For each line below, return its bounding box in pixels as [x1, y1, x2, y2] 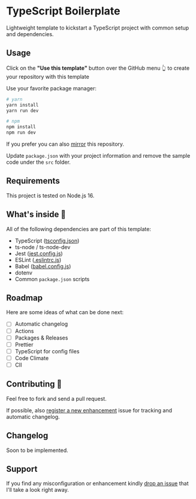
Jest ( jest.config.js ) [14, 250, 63, 257]
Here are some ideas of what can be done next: [6, 309, 124, 316]
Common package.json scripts [14, 275, 90, 282]
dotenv [14, 269, 33, 276]
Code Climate [14, 354, 49, 362]
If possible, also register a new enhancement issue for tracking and [6, 406, 173, 414]
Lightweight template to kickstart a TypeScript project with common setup [6, 24, 189, 31]
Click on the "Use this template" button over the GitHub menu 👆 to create [6, 64, 190, 72]
